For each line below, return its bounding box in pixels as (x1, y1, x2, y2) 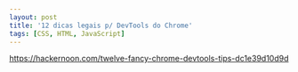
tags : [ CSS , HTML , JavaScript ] (9, 29, 125, 38)
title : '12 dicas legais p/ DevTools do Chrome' (9, 21, 193, 30)
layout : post (9, 12, 58, 22)
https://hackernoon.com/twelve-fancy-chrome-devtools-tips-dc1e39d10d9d (9, 54, 289, 64)
